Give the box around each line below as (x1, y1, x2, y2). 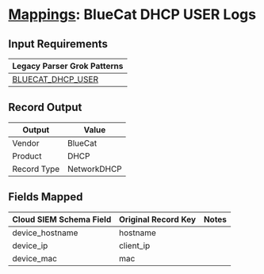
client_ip (118, 240, 151, 251)
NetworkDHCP (67, 163, 123, 174)
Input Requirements (8, 37, 109, 51)
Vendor (12, 137, 40, 148)
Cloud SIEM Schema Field (12, 214, 112, 225)
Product (12, 150, 42, 162)
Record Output (8, 101, 82, 114)
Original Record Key (118, 214, 197, 225)
